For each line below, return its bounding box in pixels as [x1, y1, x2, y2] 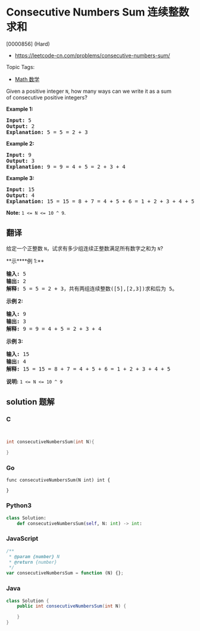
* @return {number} [8, 559, 58, 565]
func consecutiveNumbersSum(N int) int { [6, 477, 111, 484]
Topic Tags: [6, 63, 35, 70]
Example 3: [6, 174, 35, 181]
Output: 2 [6, 123, 35, 130]
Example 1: [6, 105, 34, 112]
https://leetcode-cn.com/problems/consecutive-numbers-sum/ [14, 52, 171, 59]
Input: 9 [6, 151, 32, 158]
